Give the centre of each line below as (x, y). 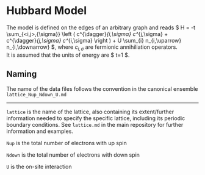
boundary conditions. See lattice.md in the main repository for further (95, 124)
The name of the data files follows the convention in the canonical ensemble (102, 88)
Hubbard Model (47, 11)
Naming (22, 74)
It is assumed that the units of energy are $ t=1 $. (68, 55)
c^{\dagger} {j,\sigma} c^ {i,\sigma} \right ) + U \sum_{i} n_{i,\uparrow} (94, 40)
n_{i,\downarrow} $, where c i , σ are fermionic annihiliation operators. (92, 48)
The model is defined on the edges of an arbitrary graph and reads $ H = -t (101, 27)
